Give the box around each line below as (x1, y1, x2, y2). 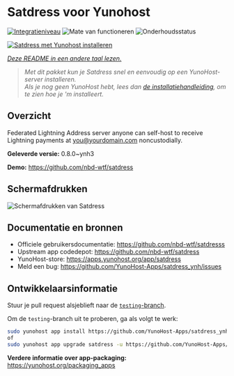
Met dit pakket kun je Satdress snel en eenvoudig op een (24, 68, 188, 76)
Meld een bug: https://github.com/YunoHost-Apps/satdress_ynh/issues (17, 263, 221, 271)
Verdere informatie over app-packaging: (7, 353, 127, 362)
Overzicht (7, 110, 52, 122)
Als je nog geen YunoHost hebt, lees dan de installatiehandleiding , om (24, 82, 226, 91)
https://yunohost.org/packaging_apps (7, 361, 116, 369)
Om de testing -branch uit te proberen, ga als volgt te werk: (7, 315, 178, 323)
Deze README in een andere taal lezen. (7, 54, 122, 63)
